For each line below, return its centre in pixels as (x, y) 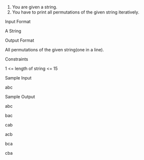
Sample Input (18, 78)
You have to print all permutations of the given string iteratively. (76, 12)
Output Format (20, 40)
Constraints (17, 59)
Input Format (18, 22)
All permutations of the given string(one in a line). (54, 50)
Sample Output (20, 97)
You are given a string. (35, 7)
